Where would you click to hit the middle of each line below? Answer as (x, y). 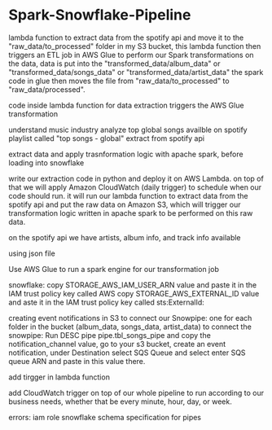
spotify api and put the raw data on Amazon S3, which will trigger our (125, 204)
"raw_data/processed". (47, 89)
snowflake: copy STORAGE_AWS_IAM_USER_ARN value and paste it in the (133, 285)
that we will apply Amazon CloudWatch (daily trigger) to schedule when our (135, 187)
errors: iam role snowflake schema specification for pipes (105, 417)
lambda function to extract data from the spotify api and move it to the (126, 37)
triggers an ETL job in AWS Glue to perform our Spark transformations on (131, 55)
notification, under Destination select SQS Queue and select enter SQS (127, 353)
